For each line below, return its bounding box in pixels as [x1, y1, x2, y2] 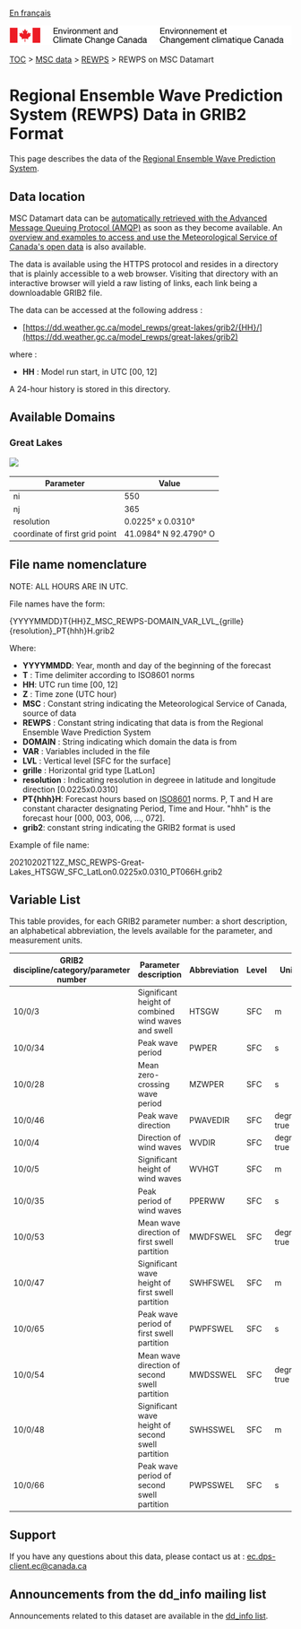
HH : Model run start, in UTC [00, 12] [21, 367, 158, 378]
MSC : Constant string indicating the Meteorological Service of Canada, [21, 698, 288, 709]
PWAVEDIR [189, 1115, 230, 1126]
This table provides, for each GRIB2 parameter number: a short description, [9, 916, 288, 927]
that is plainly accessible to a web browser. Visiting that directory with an [9, 268, 279, 279]
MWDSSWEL [189, 1369, 237, 1380]
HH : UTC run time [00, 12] [21, 679, 118, 690]
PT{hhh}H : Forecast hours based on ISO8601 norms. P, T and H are [21, 793, 273, 804]
